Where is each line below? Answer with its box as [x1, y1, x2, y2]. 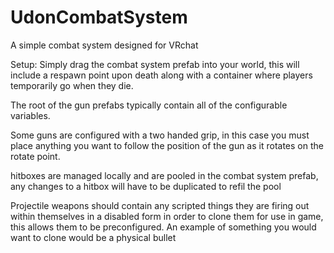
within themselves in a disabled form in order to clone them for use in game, [10, 210, 324, 222]
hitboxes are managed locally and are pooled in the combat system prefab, [10, 169, 319, 181]
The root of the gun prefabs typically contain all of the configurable [10, 99, 288, 111]
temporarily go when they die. [10, 79, 134, 91]
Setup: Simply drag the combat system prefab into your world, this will [10, 58, 300, 70]
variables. [10, 109, 51, 121]
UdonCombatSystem [10, 6, 188, 29]
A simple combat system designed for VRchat [10, 39, 199, 51]
